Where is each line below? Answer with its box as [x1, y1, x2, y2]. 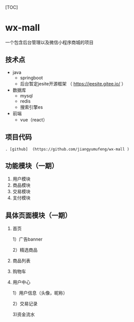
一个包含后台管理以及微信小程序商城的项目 [5, 39, 94, 45]
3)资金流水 [12, 311, 35, 317]
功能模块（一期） [5, 161, 58, 170]
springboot [20, 74, 43, 80]
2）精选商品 [12, 247, 38, 253]
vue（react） [20, 116, 48, 123]
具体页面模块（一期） [5, 211, 72, 219]
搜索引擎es [20, 104, 43, 110]
